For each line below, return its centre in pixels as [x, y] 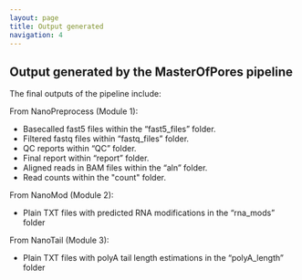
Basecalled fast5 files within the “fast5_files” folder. [119, 130]
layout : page [34, 18]
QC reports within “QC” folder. [79, 149]
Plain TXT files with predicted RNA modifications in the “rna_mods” [149, 213]
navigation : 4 [36, 35]
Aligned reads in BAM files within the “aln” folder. [115, 168]
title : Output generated [57, 26]
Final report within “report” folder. [86, 158]
